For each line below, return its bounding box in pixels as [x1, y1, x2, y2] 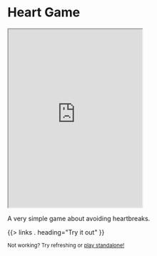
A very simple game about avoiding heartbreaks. [7, 214, 151, 222]
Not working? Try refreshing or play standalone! [7, 242, 125, 249]
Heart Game [7, 4, 81, 21]
